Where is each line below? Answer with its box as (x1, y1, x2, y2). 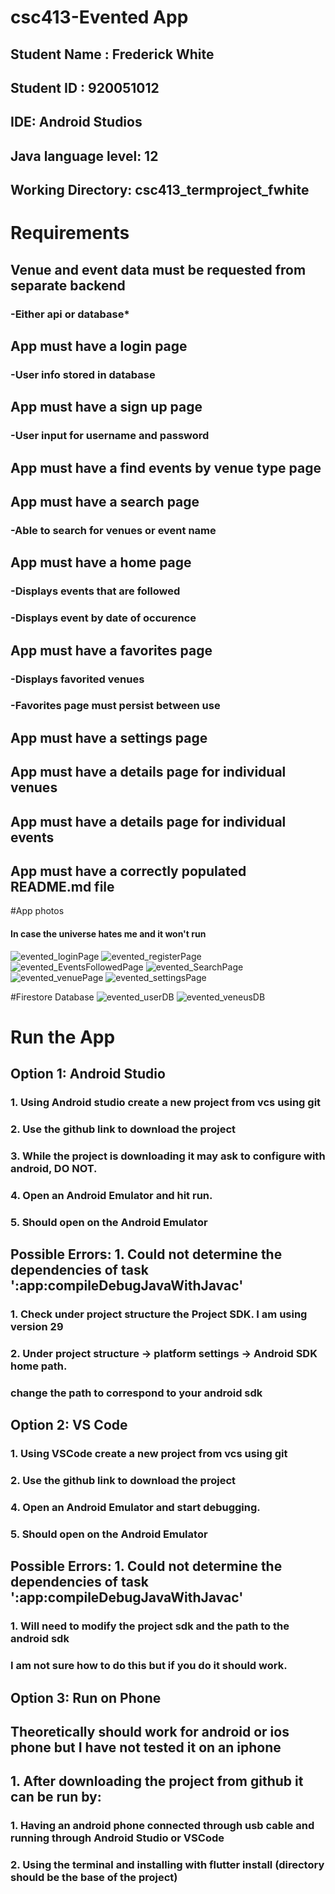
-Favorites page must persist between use (10, 699, 221, 713)
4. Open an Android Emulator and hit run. (10, 1188, 213, 1202)
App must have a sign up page (10, 399, 203, 416)
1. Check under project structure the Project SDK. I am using (10, 1307, 308, 1321)
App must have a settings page (10, 729, 208, 746)
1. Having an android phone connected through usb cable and (10, 1819, 315, 1833)
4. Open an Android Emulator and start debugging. (10, 1501, 261, 1515)
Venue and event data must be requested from (10, 261, 307, 278)
